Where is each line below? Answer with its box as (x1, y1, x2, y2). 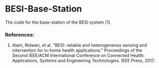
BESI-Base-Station (5, 3, 82, 14)
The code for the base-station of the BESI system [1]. (5, 19, 111, 25)
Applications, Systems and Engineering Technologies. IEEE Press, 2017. (12, 58, 155, 64)
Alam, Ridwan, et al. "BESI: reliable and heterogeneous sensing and (12, 42, 147, 48)
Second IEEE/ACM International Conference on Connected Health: (12, 53, 145, 58)
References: (5, 31, 35, 38)
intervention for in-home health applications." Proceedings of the (12, 47, 142, 54)
